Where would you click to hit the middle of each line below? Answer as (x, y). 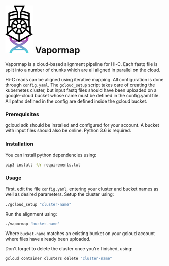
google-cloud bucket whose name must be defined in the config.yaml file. (82, 95)
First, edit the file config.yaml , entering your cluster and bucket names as (82, 189)
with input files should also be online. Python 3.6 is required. (68, 131)
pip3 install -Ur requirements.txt (43, 165)
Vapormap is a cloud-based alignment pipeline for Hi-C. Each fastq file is (81, 64)
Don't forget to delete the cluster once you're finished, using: (69, 249)
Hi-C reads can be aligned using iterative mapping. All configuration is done (84, 79)
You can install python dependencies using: (51, 155)
